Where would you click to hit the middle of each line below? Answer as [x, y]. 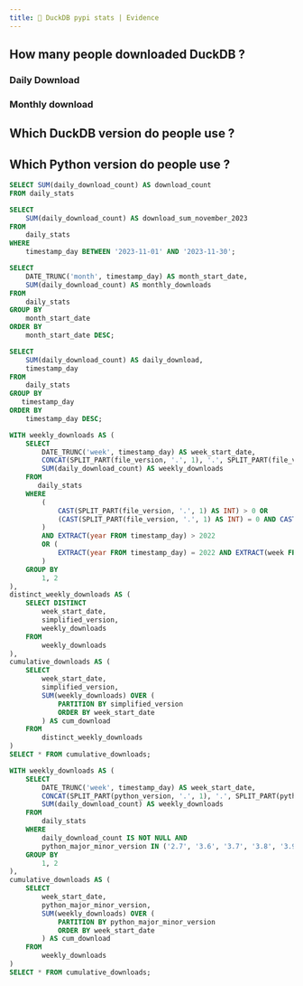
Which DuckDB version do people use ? [122, 133]
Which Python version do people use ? [120, 164]
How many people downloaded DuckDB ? [128, 55]
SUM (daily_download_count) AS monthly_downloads [119, 285]
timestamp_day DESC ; [64, 418]
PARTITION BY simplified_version [120, 704]
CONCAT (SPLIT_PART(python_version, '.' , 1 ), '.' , [137, 796]
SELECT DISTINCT [56, 603]
